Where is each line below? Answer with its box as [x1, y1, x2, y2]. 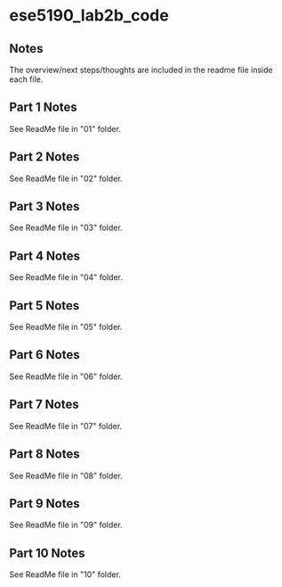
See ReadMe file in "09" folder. [9, 519, 123, 531]
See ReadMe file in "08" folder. [9, 470, 123, 481]
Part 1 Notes [9, 100, 77, 115]
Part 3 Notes [9, 199, 80, 214]
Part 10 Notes [9, 545, 85, 560]
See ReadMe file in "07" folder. [9, 420, 123, 431]
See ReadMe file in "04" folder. [9, 272, 123, 283]
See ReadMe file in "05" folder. [9, 322, 123, 333]
